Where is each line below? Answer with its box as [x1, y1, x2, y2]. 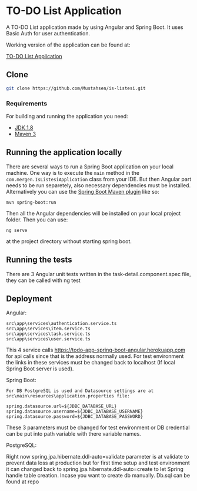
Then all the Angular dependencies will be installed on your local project [6, 210, 181, 217]
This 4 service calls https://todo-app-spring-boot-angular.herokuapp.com [6, 346, 186, 354]
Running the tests [6, 255, 72, 265]
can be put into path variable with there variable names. [6, 430, 141, 437]
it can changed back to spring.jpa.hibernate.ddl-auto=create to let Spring [6, 466, 184, 473]
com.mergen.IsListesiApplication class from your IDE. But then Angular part [6, 175, 192, 183]
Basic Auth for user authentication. [6, 29, 90, 37]
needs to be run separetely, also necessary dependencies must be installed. [6, 181, 191, 189]
